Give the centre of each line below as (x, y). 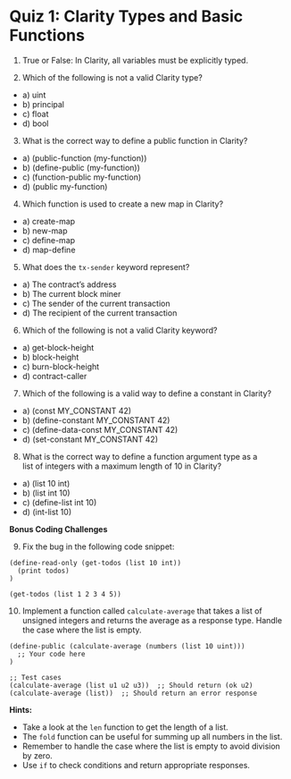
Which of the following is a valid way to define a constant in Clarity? (147, 393)
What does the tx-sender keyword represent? (106, 267)
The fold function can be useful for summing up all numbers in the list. (152, 736)
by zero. (37, 755)
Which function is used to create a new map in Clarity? (123, 204)
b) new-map (45, 231)
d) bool (35, 123)
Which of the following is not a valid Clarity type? (112, 77)
